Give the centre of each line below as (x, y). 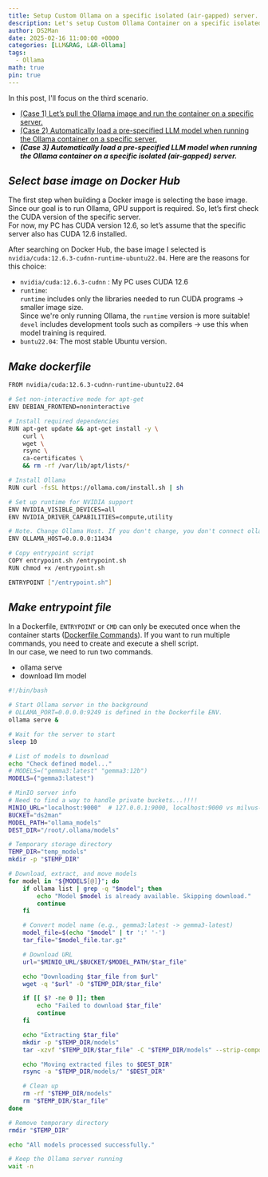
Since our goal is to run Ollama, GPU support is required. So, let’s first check (134, 209)
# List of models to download (59, 756)
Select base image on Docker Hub (95, 181)
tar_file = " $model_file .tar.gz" (75, 940)
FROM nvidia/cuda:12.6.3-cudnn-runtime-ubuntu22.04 (96, 385)
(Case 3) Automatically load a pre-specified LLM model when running (138, 147)
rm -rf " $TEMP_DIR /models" (67, 1094)
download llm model (53, 676)
